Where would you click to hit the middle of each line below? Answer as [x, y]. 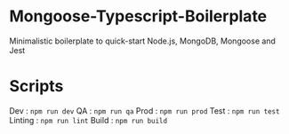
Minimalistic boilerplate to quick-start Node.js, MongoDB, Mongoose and [142, 41]
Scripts [36, 87]
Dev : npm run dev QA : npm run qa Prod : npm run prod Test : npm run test [144, 110]
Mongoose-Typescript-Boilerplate [138, 16]
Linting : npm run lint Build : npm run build [88, 120]
